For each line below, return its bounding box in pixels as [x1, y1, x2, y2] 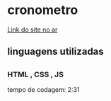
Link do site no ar [7, 25, 58, 34]
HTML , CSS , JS [7, 69, 64, 79]
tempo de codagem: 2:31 [7, 86, 80, 94]
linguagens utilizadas [7, 46, 104, 58]
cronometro [7, 2, 78, 18]
